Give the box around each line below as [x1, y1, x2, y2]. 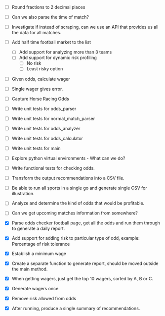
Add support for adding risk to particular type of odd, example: [11, 235, 140, 241]
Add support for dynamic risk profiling [19, 54, 97, 61]
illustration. [11, 191, 35, 197]
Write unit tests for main [11, 145, 61, 151]
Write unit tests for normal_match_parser [11, 115, 95, 121]
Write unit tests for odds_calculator [11, 135, 83, 141]
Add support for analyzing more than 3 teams [19, 49, 112, 55]
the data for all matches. [11, 30, 62, 36]
